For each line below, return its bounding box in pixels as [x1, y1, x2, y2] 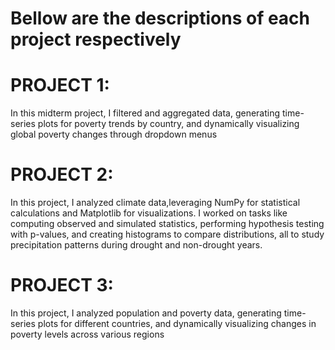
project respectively [10, 28, 182, 51]
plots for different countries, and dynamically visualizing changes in [37, 318, 317, 329]
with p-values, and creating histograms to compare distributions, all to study [10, 228, 325, 241]
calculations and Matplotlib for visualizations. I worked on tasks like [10, 207, 288, 219]
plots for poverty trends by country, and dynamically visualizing [37, 118, 300, 130]
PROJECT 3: [10, 274, 114, 297]
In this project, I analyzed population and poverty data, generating [10, 307, 282, 319]
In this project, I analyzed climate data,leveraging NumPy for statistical [10, 197, 301, 209]
